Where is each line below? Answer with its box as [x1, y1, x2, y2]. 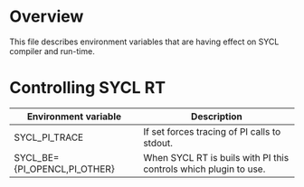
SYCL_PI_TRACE [14, 131, 84, 144]
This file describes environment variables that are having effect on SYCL [9, 36, 280, 47]
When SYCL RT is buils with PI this [143, 151, 290, 164]
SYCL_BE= [14, 151, 60, 164]
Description [191, 110, 242, 123]
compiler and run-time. [9, 45, 95, 56]
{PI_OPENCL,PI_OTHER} [14, 163, 115, 175]
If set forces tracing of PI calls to [143, 125, 281, 137]
